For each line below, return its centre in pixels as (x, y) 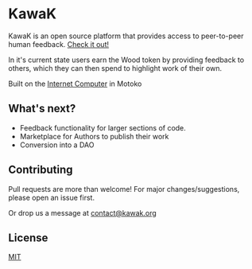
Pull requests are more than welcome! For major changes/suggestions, (124, 189)
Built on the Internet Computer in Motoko (75, 84)
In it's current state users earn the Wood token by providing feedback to (126, 60)
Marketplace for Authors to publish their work (94, 136)
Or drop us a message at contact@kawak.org (82, 212)
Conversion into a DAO (57, 145)
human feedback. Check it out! (59, 44)
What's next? (42, 109)
